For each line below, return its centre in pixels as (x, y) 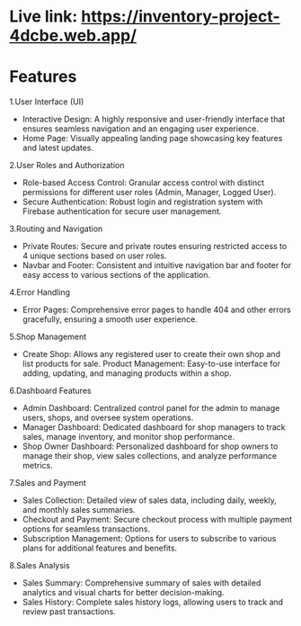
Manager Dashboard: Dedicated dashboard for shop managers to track (154, 427)
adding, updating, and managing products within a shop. (127, 373)
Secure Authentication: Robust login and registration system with (142, 202)
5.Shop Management (48, 337)
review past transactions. (69, 612)
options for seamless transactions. (86, 529)
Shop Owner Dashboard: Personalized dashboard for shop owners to (150, 446)
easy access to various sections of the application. (116, 275)
